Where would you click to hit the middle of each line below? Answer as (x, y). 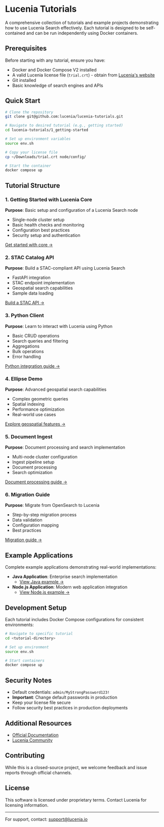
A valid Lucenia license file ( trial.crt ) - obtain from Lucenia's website (83, 75)
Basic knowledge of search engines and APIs (58, 85)
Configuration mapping (35, 525)
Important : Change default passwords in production (65, 698)
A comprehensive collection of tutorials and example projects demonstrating (82, 23)
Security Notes (29, 680)
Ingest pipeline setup (33, 462)
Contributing (25, 756)
